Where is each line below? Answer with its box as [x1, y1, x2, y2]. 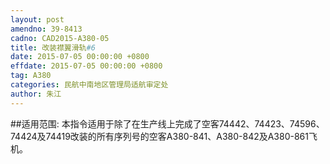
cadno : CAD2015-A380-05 [10, 33, 110, 43]
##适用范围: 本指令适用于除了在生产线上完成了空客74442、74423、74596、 [10, 117, 325, 130]
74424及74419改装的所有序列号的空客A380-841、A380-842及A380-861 [10, 130, 309, 142]
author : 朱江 [10, 89, 62, 99]
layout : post [10, 14, 65, 25]
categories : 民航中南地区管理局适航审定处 [10, 80, 169, 90]
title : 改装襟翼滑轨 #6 [10, 42, 96, 53]
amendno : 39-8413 [10, 24, 83, 34]
